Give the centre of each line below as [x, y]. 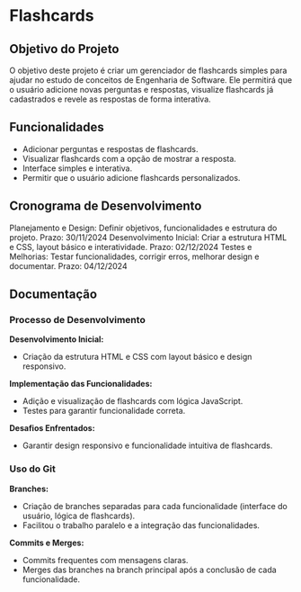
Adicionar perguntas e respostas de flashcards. [110, 148]
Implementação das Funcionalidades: [81, 384]
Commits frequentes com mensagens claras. [105, 560]
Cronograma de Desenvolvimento [106, 206]
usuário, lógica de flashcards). [79, 516]
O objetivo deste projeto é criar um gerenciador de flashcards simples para [148, 70]
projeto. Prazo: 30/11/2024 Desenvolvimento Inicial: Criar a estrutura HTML [148, 237]
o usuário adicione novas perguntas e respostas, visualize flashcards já [142, 90]
